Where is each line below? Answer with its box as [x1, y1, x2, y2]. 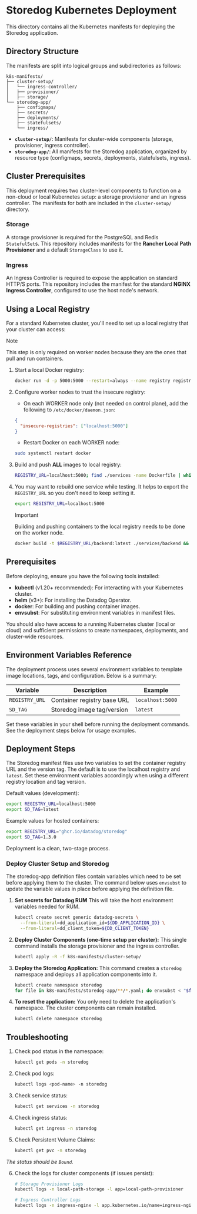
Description [73, 686, 107, 694]
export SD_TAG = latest [6, 807, 59, 813]
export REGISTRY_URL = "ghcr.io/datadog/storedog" [6, 829, 128, 834]
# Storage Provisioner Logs [14, 1181, 84, 1187]
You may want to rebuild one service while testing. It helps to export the [14, 483, 189, 490]
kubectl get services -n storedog [14, 1103, 99, 1109]
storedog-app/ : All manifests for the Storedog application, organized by [14, 148, 187, 155]
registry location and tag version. [6, 778, 86, 786]
